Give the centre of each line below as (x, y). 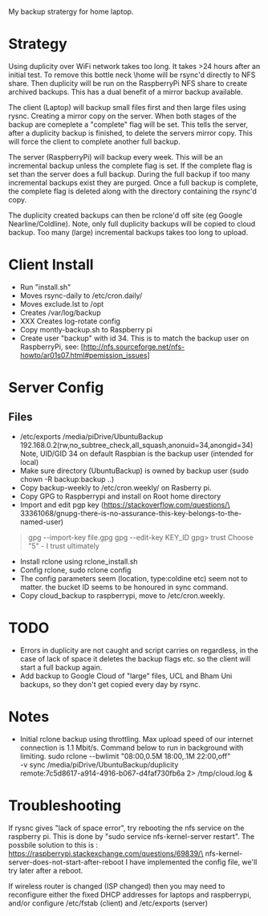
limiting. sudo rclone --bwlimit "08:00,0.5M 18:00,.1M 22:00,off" (125, 756)
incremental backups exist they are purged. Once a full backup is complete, (133, 182)
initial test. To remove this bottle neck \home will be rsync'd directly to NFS (132, 75)
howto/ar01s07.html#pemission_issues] (85, 355)
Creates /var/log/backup (61, 312)
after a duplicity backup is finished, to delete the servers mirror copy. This (130, 132)
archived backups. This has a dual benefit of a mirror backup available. (126, 92)
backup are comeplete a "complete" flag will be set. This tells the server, (128, 124)
